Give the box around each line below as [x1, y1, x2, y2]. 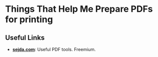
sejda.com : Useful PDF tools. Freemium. [12, 47, 96, 52]
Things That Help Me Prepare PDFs [5, 3, 153, 15]
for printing [5, 14, 53, 25]
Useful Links [5, 33, 45, 42]
